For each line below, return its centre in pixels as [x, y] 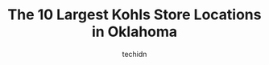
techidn [134, 54]
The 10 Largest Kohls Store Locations [134, 15]
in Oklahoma [134, 32]
